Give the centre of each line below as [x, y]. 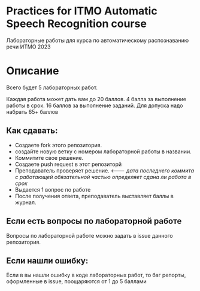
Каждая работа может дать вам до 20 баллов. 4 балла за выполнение [96, 99]
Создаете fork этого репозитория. [58, 145]
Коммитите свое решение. [49, 157]
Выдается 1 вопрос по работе [53, 189]
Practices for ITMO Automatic [82, 11]
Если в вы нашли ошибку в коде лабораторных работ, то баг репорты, [96, 275]
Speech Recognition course [76, 24]
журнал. [25, 202]
